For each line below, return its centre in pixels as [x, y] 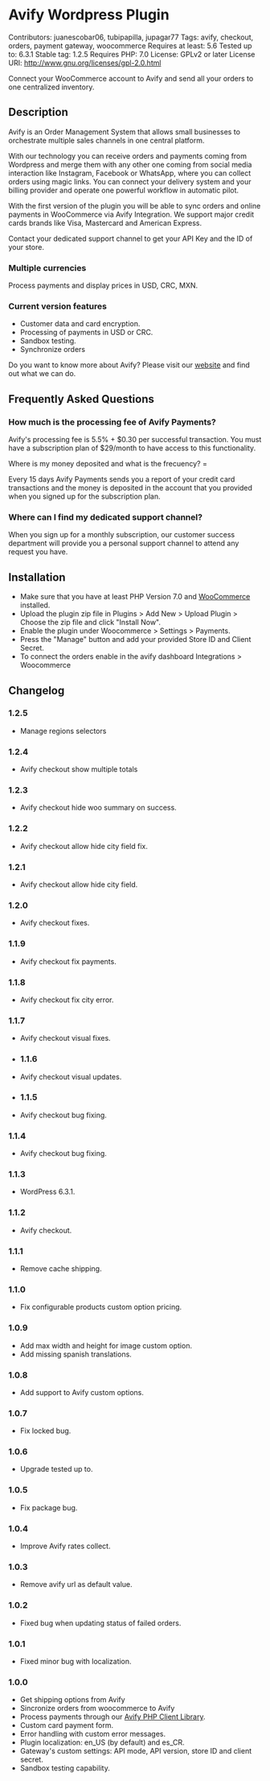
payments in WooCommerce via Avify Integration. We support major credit [131, 214]
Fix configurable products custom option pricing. [101, 1307]
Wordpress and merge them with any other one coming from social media [130, 164]
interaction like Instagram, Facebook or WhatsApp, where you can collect [130, 173]
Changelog [37, 690]
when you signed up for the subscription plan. [84, 496]
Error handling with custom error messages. [93, 1734]
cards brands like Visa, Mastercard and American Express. [105, 222]
